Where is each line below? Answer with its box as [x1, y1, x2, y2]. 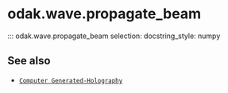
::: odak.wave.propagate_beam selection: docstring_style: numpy [7, 31, 221, 41]
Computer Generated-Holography [18, 76, 123, 84]
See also [7, 54, 51, 68]
